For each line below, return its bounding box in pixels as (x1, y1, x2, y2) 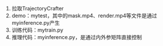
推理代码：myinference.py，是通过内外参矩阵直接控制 (11, 34, 142, 40)
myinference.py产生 (11, 20, 60, 26)
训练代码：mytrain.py (11, 26, 63, 33)
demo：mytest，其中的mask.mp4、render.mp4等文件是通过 (11, 12, 157, 19)
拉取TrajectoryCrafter (11, 5, 64, 11)
